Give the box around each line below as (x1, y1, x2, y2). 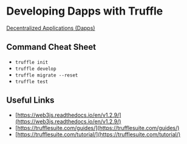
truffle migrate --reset (15, 72, 78, 78)
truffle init (15, 59, 49, 65)
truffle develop (15, 66, 56, 72)
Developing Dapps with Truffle (6, 4, 163, 18)
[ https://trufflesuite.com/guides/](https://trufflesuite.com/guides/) (15, 124, 180, 131)
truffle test (15, 78, 49, 84)
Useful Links (6, 95, 55, 106)
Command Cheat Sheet (6, 42, 96, 52)
